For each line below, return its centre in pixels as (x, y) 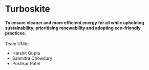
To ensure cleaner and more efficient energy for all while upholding (75, 22)
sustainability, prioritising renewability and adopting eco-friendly (73, 28)
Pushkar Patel (26, 64)
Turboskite (28, 9)
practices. (16, 33)
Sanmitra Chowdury (32, 58)
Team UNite (17, 44)
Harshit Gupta (26, 53)
